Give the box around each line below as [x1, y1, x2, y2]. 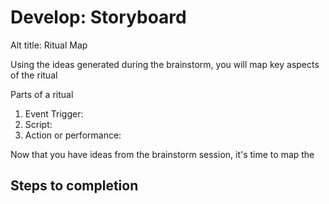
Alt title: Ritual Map [10, 39, 88, 51]
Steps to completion [10, 177, 139, 195]
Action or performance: [24, 129, 122, 141]
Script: [24, 118, 53, 130]
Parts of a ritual [10, 88, 74, 100]
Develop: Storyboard [10, 6, 187, 29]
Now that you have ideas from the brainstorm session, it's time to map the [10, 148, 315, 160]
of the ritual [10, 69, 58, 81]
